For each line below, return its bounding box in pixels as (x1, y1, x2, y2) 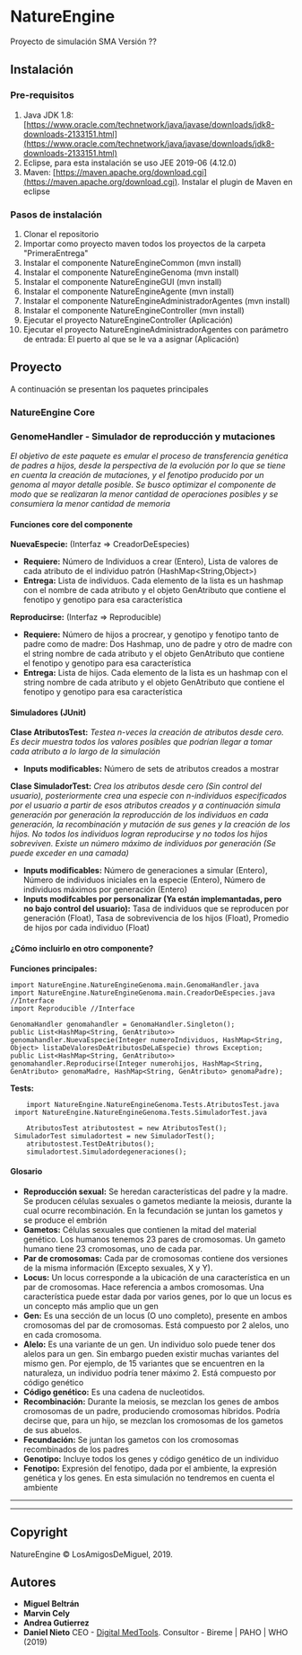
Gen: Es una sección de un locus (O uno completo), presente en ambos (22, 1310, 288, 1321)
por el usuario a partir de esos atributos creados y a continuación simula (10, 800, 280, 810)
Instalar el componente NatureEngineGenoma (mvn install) (22, 267, 240, 278)
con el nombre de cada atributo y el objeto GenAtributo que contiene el (22, 585, 286, 596)
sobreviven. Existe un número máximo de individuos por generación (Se (10, 838, 276, 849)
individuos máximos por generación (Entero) (22, 884, 187, 895)
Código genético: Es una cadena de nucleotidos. (22, 1386, 205, 1397)
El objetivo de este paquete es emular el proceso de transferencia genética (10, 450, 289, 461)
